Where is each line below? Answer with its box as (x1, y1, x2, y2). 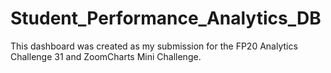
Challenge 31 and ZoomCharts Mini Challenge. (10, 50, 202, 62)
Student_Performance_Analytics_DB (10, 7, 322, 30)
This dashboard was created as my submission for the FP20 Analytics (10, 40, 298, 52)
